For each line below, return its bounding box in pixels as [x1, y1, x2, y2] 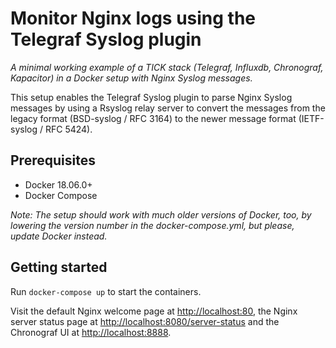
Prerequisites [10, 152, 96, 169]
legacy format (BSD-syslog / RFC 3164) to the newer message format [10, 112, 297, 124]
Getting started [10, 259, 108, 276]
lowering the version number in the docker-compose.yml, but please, [10, 219, 295, 231]
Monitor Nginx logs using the [10, 7, 257, 30]
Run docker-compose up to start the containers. [10, 285, 202, 297]
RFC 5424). [44, 123, 93, 135]
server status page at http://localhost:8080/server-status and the [10, 315, 280, 327]
